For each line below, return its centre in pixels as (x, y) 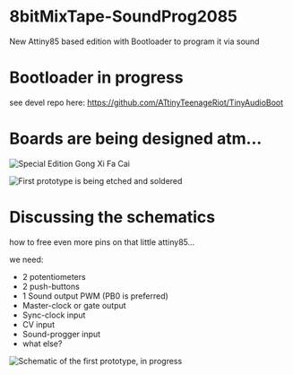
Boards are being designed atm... (136, 139)
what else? (42, 344)
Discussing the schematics (112, 217)
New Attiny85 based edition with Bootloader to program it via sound (134, 41)
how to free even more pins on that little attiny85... (102, 242)
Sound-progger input (61, 334)
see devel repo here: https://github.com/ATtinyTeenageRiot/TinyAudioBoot (146, 102)
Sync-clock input (54, 315)
